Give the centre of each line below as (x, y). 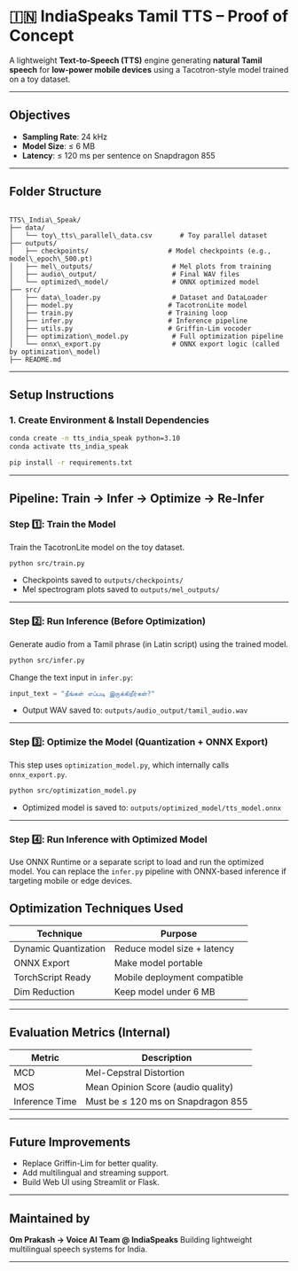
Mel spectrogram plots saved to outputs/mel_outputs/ (121, 589)
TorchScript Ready (52, 977)
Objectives (40, 116)
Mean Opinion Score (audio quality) (160, 1087)
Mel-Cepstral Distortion (135, 1072)
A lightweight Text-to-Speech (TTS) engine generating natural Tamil (136, 60)
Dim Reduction (44, 992)
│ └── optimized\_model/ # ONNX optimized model (134, 282)
